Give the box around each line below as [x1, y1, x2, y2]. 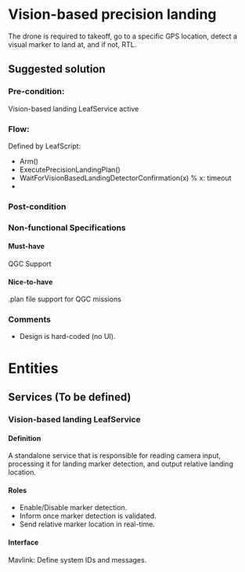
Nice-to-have [8, 277, 53, 286]
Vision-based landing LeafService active [8, 104, 139, 113]
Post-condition [8, 201, 67, 212]
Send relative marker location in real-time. [19, 519, 155, 529]
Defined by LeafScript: [8, 141, 81, 151]
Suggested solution [8, 63, 106, 76]
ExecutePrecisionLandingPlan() [19, 165, 121, 174]
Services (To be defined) [8, 391, 132, 404]
